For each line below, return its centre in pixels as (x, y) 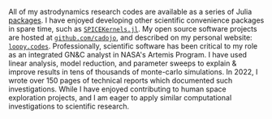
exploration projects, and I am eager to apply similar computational (120, 98)
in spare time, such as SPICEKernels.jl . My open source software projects (133, 29)
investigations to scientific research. (69, 106)
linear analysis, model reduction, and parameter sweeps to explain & (123, 63)
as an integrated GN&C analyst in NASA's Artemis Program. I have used (128, 55)
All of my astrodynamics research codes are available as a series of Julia (130, 12)
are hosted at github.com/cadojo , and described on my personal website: (131, 37)
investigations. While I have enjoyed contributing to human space (117, 89)
